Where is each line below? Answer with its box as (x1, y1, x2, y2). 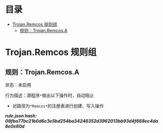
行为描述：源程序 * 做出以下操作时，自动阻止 (5, 92, 94, 98)
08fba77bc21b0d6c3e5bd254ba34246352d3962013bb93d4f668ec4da (5, 118, 159, 124)
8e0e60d (5, 123, 25, 129)
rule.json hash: (5, 113, 37, 119)
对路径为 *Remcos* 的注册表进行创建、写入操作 (12, 103, 104, 109)
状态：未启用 (5, 82, 31, 88)
